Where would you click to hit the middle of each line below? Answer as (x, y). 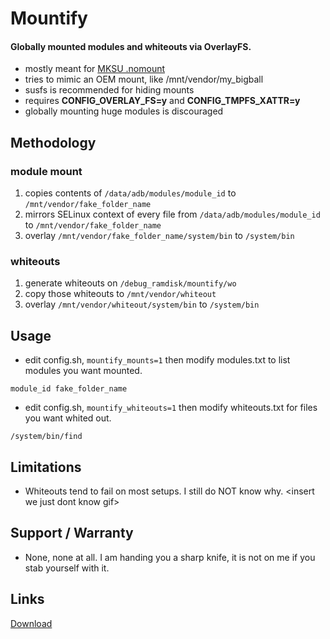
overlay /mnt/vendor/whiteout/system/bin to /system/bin (142, 304)
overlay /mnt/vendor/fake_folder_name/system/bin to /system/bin (159, 236)
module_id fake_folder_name (69, 389)
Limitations (46, 467)
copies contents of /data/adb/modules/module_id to (130, 193)
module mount (46, 171)
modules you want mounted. (83, 371)
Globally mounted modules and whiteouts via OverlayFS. (131, 46)
